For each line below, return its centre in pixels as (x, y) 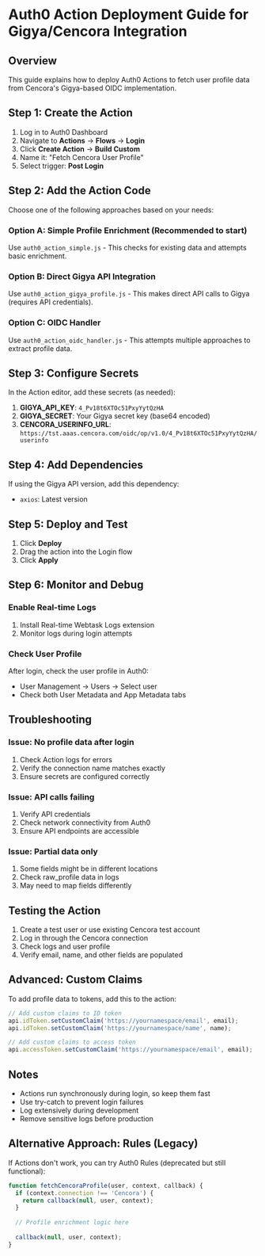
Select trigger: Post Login (62, 166)
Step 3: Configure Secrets (74, 373)
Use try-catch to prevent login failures (81, 1102)
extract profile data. (40, 348)
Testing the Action (55, 910)
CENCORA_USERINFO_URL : (65, 425)
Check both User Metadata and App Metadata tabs (103, 694)
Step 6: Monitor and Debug (76, 585)
